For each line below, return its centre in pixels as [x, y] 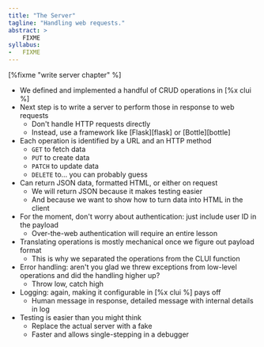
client [40, 208]
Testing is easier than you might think [81, 317]
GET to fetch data [58, 149]
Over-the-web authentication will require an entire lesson [124, 233]
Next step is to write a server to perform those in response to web [127, 107]
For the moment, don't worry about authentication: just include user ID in [138, 216]
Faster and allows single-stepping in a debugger [110, 334]
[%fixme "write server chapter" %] [65, 75]
